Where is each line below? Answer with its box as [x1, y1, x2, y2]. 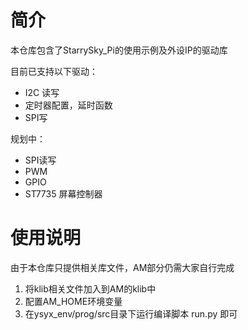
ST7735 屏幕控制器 [24, 187, 103, 200]
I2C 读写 [24, 86, 60, 98]
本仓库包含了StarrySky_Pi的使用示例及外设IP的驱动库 [10, 44, 228, 56]
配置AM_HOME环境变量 [24, 295, 123, 307]
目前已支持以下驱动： [10, 65, 98, 77]
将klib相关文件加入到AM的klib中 [24, 282, 157, 295]
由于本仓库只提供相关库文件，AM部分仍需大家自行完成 [10, 261, 235, 273]
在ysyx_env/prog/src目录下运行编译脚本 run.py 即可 [24, 307, 238, 320]
